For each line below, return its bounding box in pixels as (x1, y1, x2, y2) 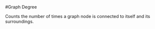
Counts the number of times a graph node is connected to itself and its (5, 14, 151, 19)
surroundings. (5, 19, 34, 24)
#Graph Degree (5, 4, 37, 10)
